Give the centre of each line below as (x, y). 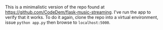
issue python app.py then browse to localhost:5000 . (58, 22)
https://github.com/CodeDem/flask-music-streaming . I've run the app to (78, 12)
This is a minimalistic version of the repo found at (55, 7)
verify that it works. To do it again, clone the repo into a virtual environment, (82, 17)
